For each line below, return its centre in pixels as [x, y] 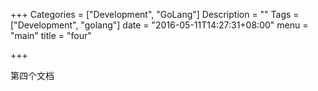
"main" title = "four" [51, 35]
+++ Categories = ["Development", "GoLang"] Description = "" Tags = [155, 14]
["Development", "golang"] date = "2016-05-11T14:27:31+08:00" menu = [159, 25]
